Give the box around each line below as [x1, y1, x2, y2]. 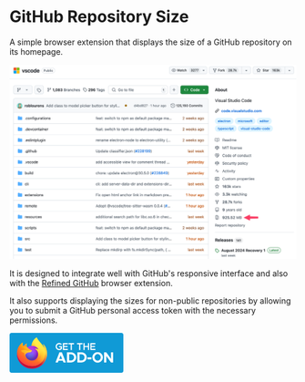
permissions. [9, 315, 58, 325]
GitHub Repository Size [9, 6, 189, 27]
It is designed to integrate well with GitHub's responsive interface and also [9, 268, 289, 279]
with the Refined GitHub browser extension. [9, 278, 173, 289]
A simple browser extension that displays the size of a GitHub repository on [9, 36, 293, 47]
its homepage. [9, 46, 64, 57]
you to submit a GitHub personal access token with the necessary [9, 305, 257, 316]
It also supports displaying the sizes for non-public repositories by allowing [9, 295, 291, 306]
